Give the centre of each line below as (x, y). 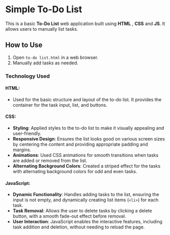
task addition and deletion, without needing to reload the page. (79, 227)
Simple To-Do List (44, 9)
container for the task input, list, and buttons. (60, 105)
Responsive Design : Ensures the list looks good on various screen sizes (89, 139)
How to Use (24, 45)
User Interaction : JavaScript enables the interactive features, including (87, 222)
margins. (22, 150)
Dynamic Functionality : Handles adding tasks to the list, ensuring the (86, 195)
